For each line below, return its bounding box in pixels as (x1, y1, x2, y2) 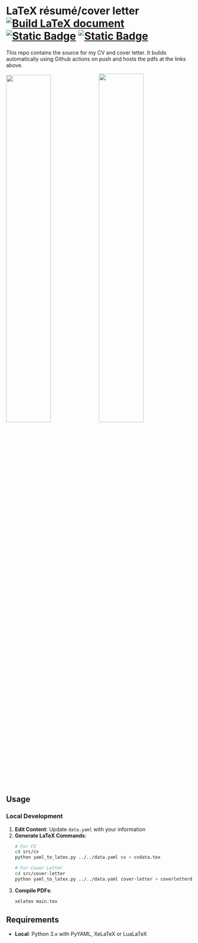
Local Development (6, 812, 63, 820)
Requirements (6, 915, 59, 925)
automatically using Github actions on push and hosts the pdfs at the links (6, 55, 186, 62)
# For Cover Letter (14, 865, 63, 871)
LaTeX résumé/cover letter (6, 4, 139, 18)
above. (6, 61, 23, 69)
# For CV (14, 843, 37, 849)
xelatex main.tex (14, 898, 58, 904)
